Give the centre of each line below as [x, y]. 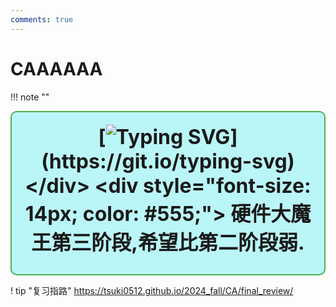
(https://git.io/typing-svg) [168, 161]
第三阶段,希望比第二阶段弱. [178, 242]
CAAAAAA [56, 68]
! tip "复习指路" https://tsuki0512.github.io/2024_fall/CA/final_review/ [152, 290]
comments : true [42, 19]
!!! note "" [30, 97]
